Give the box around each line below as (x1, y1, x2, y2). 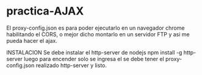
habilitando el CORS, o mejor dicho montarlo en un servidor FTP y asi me (6, 30, 190, 37)
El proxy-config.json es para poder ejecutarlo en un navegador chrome (6, 24, 185, 31)
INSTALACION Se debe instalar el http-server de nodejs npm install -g (6, 48, 182, 56)
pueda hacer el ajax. (6, 37, 58, 44)
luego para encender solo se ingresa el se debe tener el (24, 55, 165, 62)
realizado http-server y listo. (35, 62, 107, 69)
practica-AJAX (6, 4, 84, 18)
